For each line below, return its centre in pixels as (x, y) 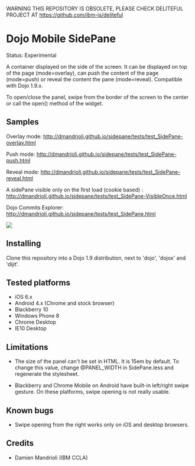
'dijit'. (13, 264)
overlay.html (21, 142)
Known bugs (30, 411)
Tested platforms (38, 283)
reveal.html (20, 178)
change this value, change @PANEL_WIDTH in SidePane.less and (94, 368)
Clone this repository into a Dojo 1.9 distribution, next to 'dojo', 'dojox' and (96, 258)
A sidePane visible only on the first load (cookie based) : (75, 190)
